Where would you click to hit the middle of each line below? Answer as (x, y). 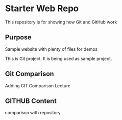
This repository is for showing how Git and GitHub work (61, 22)
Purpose (18, 37)
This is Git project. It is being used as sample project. (59, 59)
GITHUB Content (31, 101)
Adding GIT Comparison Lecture (38, 85)
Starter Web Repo (42, 9)
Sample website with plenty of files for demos (51, 49)
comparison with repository (33, 113)
